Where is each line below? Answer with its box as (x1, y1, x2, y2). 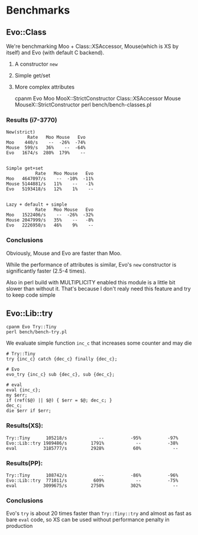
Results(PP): (6, 459, 43, 467)
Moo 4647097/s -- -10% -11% (6, 176, 94, 182)
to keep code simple (6, 291, 56, 299)
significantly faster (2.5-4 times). (6, 267, 86, 274)
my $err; (6, 393, 28, 398)
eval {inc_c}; (6, 387, 41, 393)
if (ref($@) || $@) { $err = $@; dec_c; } (6, 397, 112, 404)
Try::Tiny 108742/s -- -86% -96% (6, 472, 178, 478)
